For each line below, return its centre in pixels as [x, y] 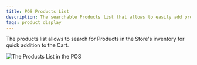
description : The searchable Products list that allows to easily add [94, 17]
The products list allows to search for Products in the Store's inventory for [95, 39]
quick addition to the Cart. [38, 45]
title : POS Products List [38, 11]
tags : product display [34, 22]
